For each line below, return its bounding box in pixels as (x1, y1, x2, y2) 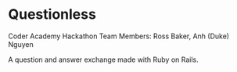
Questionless (8, 5, 96, 23)
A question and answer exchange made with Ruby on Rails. (8, 55, 199, 64)
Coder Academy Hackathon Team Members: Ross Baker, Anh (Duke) (8, 31, 229, 41)
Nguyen (8, 39, 34, 49)
